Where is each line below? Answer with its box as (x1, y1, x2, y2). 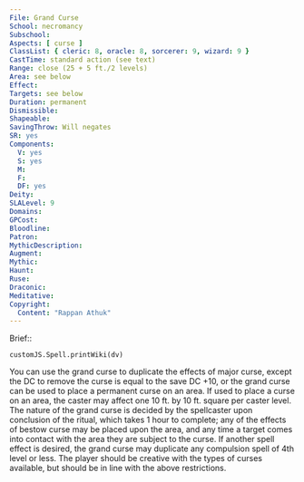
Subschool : (9, 30, 51, 39)
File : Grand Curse (9, 13, 79, 23)
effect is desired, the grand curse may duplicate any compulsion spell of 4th (9, 443, 295, 454)
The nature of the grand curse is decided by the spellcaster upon (9, 405, 253, 416)
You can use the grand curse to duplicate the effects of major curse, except (9, 366, 292, 377)
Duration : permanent (9, 97, 88, 107)
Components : (9, 140, 54, 149)
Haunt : (9, 266, 34, 275)
